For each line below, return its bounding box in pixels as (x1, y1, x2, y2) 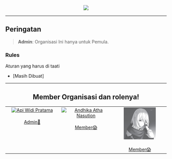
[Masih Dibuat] (12, 73, 45, 79)
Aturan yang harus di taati (5, 63, 60, 69)
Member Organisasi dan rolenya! (32, 93, 140, 101)
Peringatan (5, 25, 41, 34)
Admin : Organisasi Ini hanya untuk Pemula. (17, 38, 109, 44)
